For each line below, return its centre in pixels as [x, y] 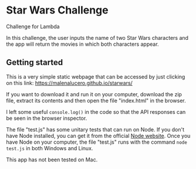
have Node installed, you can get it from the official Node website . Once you [98, 136]
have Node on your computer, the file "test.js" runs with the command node [97, 142]
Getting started [35, 62]
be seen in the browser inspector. [47, 118]
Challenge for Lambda [33, 26]
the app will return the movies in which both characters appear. [83, 44]
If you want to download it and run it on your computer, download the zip [94, 94]
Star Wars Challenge [57, 10]
